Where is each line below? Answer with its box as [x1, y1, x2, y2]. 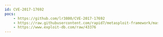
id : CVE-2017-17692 [4, 7, 44, 12]
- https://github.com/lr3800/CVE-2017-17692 [13, 16, 105, 21]
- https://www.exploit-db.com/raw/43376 [13, 25, 96, 30]
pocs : [4, 12, 16, 16]
